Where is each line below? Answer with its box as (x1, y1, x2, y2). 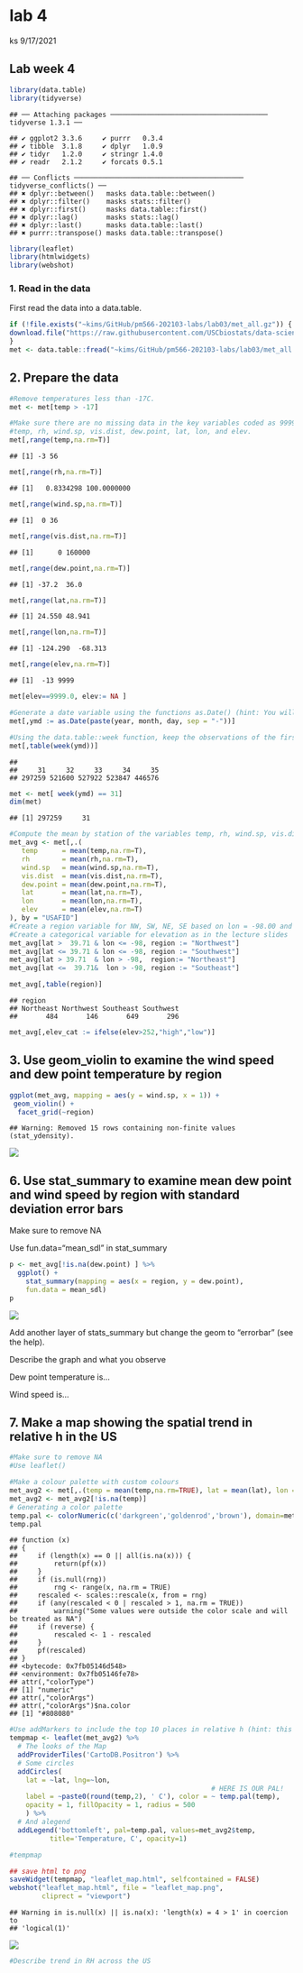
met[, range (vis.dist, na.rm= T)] (9, 531, 127, 541)
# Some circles (17, 1758, 75, 1767)
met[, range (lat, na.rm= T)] (9, 596, 106, 605)
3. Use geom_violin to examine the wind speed (9, 1052, 275, 1069)
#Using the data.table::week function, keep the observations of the (9, 732, 277, 742)
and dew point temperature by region (9, 1067, 223, 1082)
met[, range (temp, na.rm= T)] (9, 436, 111, 445)
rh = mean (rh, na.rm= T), (21, 854, 140, 864)
